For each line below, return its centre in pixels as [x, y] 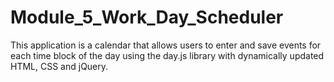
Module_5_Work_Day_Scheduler [147, 17]
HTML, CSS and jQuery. [59, 66]
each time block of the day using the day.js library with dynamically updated [167, 55]
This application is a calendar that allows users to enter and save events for [166, 45]
